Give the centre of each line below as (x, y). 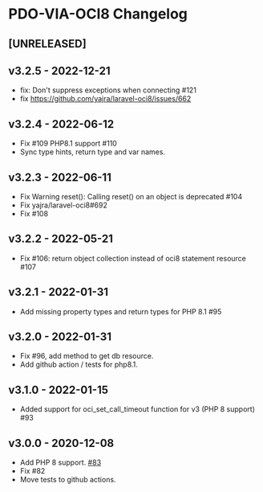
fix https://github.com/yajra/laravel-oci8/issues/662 (105, 99)
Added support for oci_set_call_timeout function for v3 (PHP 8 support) (137, 409)
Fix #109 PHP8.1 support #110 (69, 143)
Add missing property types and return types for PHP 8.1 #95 (121, 311)
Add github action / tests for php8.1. (79, 365)
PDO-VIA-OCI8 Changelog (98, 14)
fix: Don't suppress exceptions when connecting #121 (108, 90)
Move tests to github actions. (68, 480)
